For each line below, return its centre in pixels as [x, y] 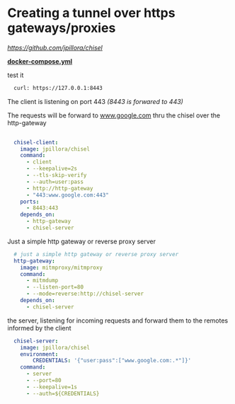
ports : [30, 202]
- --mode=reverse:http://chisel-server [85, 294]
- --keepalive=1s [52, 387]
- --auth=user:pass [55, 182]
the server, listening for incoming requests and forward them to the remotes [118, 321]
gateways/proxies [62, 28]
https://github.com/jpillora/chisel [55, 47]
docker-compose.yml [40, 61]
